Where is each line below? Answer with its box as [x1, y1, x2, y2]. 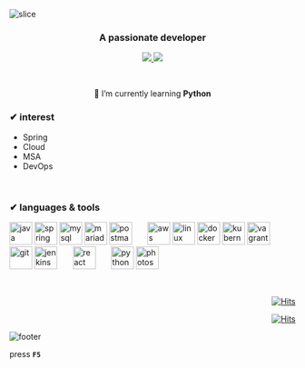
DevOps [22, 160, 54, 172]
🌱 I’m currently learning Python [93, 88, 212, 99]
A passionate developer [98, 31, 207, 44]
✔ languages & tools [9, 201, 101, 214]
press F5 [9, 348, 41, 359]
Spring [22, 132, 48, 143]
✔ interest [9, 111, 54, 124]
